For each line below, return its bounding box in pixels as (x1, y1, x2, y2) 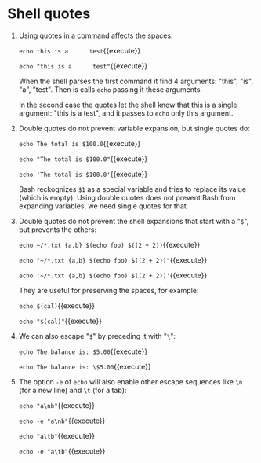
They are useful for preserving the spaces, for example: (18, 285, 199, 295)
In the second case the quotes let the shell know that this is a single (18, 100, 237, 109)
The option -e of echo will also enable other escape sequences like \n (18, 377, 243, 386)
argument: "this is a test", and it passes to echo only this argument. (18, 108, 234, 118)
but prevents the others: (18, 225, 97, 234)
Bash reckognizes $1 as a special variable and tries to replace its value (18, 184, 247, 193)
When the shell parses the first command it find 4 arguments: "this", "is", (18, 76, 254, 86)
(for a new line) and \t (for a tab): (18, 385, 127, 395)
